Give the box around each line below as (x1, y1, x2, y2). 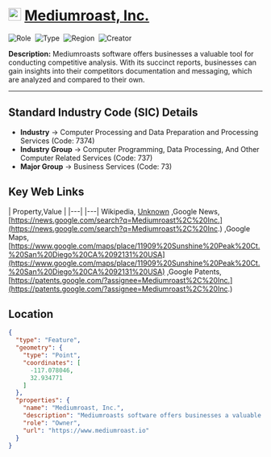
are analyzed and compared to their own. (8, 74, 145, 84)
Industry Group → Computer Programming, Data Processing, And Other (19, 144, 260, 154)
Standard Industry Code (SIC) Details (8, 106, 198, 120)
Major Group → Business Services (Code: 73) (19, 161, 173, 171)
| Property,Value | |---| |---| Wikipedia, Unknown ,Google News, (8, 206, 220, 216)
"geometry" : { (15, 344, 63, 352)
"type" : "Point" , (23, 351, 81, 359)
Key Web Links (8, 185, 85, 199)
